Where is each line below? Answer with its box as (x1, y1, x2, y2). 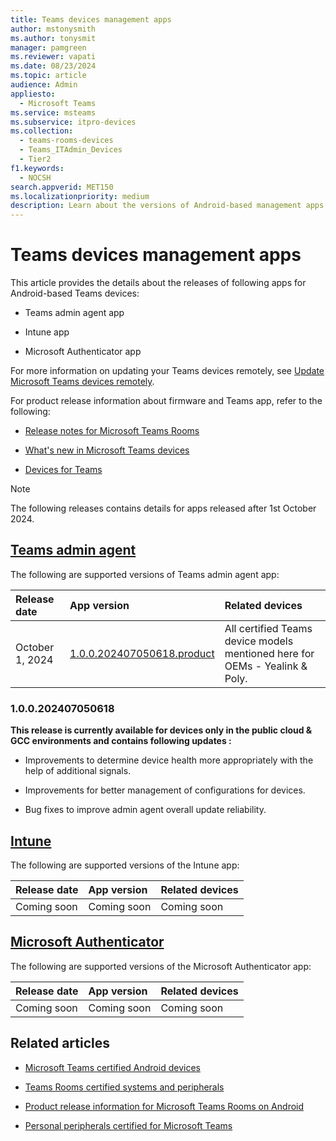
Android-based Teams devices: (10, 287, 140, 300)
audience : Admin (10, 80, 78, 90)
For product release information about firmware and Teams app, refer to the (10, 395, 323, 407)
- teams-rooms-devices (19, 136, 114, 146)
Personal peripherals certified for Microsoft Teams (24, 1119, 233, 1131)
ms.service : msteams (10, 107, 97, 118)
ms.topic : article (10, 71, 87, 81)
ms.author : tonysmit (10, 33, 97, 43)
